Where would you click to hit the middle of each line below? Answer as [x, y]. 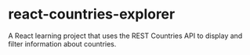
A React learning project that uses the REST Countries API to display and [125, 36]
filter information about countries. [62, 43]
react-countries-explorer [92, 14]
